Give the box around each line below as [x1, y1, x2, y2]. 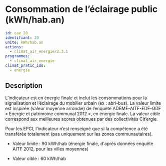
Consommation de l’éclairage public [5, 3, 158, 15]
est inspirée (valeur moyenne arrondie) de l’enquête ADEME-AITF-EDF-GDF [5, 105, 161, 111]
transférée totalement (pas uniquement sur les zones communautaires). [5, 131, 153, 137]
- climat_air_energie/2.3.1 [9, 49, 68, 54]
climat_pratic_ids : [5, 63, 46, 68]
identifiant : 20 [5, 35, 39, 40]
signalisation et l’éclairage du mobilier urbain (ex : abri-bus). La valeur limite [5, 100, 161, 106]
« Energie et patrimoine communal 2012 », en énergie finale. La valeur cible [5, 111, 160, 117]
